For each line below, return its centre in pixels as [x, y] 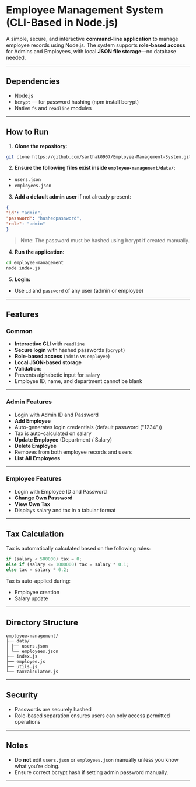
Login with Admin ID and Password [57, 415]
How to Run [27, 132]
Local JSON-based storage [48, 362]
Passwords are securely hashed [53, 709]
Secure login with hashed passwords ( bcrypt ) [70, 350]
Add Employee [32, 421]
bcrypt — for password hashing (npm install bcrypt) [77, 102]
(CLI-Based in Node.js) [62, 23]
